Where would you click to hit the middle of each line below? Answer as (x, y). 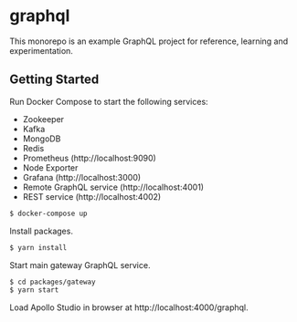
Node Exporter (50, 167)
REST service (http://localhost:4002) (92, 196)
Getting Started (54, 80)
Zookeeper (43, 119)
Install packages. (41, 231)
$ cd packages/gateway (53, 282)
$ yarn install (38, 247)
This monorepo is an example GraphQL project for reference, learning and (149, 41)
